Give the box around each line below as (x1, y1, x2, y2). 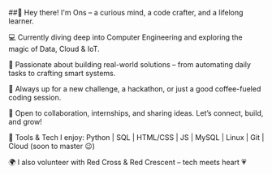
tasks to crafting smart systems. (8, 69, 116, 78)
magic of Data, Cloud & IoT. (8, 45, 100, 53)
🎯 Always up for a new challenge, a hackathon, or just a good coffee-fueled (8, 84, 261, 93)
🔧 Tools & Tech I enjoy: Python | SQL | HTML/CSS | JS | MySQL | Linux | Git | (8, 133, 265, 142)
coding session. (8, 93, 62, 102)
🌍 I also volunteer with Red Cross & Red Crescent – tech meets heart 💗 (8, 158, 247, 167)
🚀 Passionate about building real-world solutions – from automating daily (8, 60, 252, 69)
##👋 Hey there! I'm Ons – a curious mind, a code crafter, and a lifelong (8, 8, 244, 17)
